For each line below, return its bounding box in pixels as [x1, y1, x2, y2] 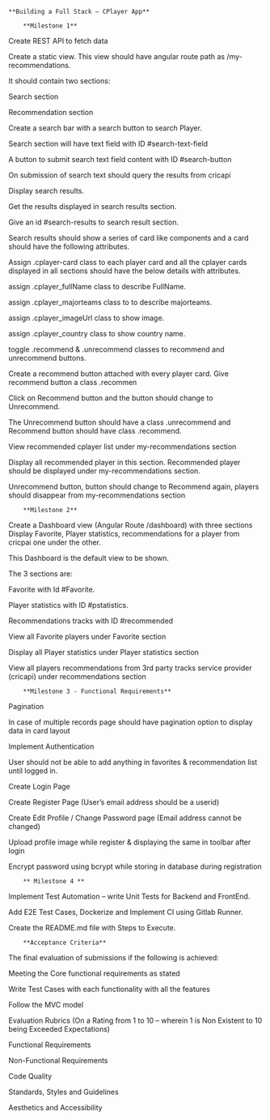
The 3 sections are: [8, 569, 73, 579]
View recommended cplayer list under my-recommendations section [8, 442, 237, 451]
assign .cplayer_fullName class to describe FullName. [8, 282, 186, 291]
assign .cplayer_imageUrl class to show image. [8, 313, 165, 323]
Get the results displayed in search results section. [8, 202, 177, 211]
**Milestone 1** [23, 22, 78, 30]
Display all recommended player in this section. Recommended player [8, 458, 241, 467]
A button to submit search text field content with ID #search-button [8, 155, 232, 164]
